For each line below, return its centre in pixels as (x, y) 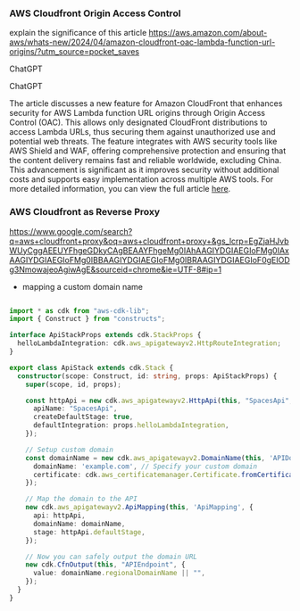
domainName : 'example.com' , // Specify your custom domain (145, 467)
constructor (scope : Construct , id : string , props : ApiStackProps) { (147, 376)
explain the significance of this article (78, 33)
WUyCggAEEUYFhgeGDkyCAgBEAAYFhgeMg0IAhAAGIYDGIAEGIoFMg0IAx (150, 250)
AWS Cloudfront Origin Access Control (95, 13)
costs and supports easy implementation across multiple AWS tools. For (142, 179)
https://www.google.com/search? (71, 231)
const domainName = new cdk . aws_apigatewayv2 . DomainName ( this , (146, 458)
